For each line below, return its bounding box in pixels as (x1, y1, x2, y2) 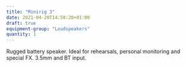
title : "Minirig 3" (6, 8, 55, 15)
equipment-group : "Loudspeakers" (6, 25, 90, 32)
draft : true (6, 20, 36, 26)
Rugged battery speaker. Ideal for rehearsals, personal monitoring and (6, 48, 181, 55)
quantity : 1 (6, 31, 36, 37)
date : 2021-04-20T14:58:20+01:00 (6, 14, 90, 21)
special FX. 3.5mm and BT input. (6, 54, 87, 62)
